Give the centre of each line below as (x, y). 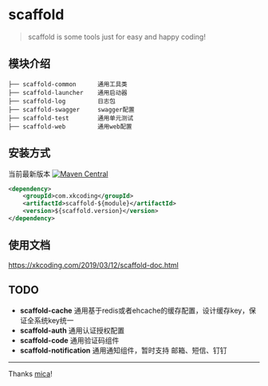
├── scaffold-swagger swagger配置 (71, 109)
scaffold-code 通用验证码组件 (69, 340)
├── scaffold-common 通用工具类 (68, 84)
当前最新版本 (29, 174)
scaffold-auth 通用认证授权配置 (72, 330)
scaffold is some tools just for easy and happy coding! (116, 37)
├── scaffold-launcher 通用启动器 (68, 93)
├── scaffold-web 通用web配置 (71, 126)
